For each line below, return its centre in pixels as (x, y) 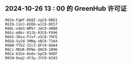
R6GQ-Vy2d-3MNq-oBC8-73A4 (31, 41)
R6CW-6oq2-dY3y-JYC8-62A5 (31, 58)
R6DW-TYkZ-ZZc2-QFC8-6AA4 (31, 45)
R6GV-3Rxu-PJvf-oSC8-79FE (31, 37)
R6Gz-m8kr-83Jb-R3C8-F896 (31, 33)
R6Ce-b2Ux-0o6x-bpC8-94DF (31, 54)
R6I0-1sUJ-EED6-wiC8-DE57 (31, 24)
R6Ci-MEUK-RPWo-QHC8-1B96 (31, 50)
